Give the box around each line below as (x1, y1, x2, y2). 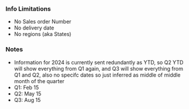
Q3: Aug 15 (14, 96, 41, 103)
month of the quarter (14, 77, 65, 84)
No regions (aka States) (14, 31, 72, 38)
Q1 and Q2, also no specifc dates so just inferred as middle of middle (14, 71, 181, 78)
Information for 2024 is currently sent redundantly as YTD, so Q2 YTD (14, 58, 184, 66)
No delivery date (14, 24, 55, 31)
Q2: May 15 (14, 90, 42, 97)
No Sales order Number (14, 18, 72, 25)
